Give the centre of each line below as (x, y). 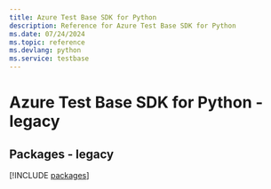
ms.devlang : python (45, 51)
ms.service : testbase (49, 59)
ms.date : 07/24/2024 (48, 34)
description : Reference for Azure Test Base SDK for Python (123, 26)
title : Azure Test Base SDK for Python (83, 17)
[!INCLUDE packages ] (49, 175)
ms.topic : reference (48, 42)
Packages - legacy (61, 154)
